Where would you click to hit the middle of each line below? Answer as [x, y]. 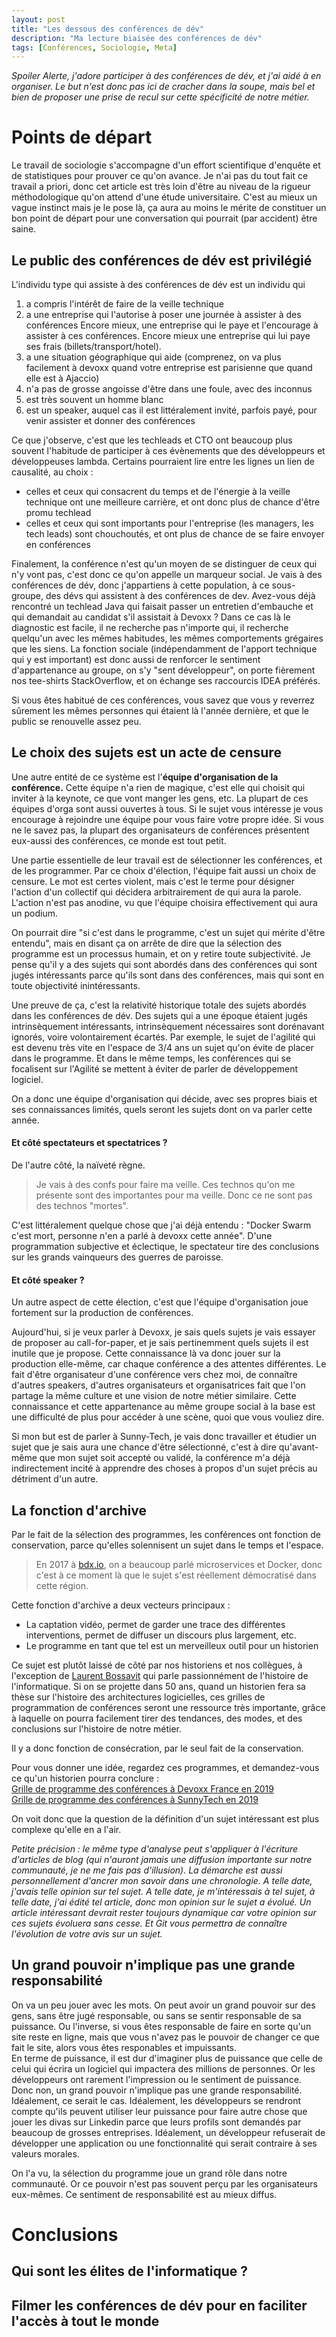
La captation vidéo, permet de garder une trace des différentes [155, 1625]
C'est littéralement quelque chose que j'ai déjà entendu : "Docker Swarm [161, 1225]
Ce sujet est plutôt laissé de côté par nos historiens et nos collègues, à [157, 1665]
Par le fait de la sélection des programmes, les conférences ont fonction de [166, 1535]
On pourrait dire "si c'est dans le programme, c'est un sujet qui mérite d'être [168, 932]
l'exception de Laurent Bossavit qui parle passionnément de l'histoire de [160, 1676]
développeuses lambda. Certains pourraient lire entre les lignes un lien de [163, 461]
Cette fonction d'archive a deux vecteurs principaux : [121, 1605]
